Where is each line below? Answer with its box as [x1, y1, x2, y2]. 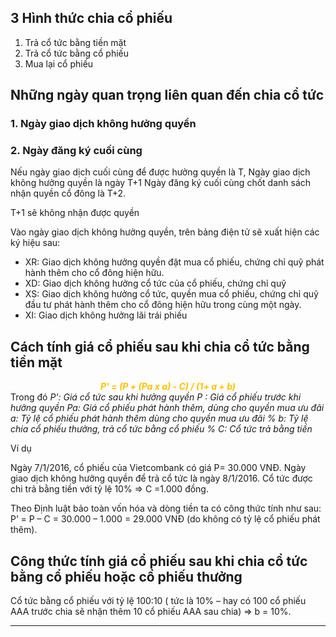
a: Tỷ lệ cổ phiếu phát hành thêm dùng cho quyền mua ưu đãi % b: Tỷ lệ [10, 412, 309, 425]
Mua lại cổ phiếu [24, 57, 94, 70]
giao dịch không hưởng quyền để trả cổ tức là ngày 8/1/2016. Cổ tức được [10, 472, 313, 485]
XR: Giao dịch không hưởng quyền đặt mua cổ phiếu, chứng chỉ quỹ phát [24, 256, 325, 268]
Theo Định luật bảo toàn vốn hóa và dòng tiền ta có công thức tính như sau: [10, 502, 322, 515]
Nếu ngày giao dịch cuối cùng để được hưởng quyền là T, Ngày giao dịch [10, 166, 311, 178]
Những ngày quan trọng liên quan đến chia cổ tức [10, 87, 325, 104]
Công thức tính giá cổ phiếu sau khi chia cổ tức [10, 552, 308, 570]
